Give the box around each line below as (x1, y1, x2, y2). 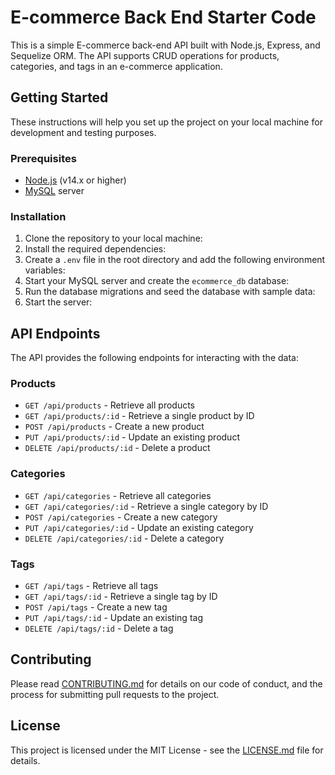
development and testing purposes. (10, 126, 157, 138)
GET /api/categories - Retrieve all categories (24, 489, 212, 501)
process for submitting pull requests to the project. (10, 688, 220, 700)
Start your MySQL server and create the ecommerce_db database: (24, 275, 290, 287)
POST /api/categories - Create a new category (24, 511, 218, 523)
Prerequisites (10, 151, 77, 165)
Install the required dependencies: (24, 243, 167, 255)
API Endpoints (10, 325, 101, 342)
